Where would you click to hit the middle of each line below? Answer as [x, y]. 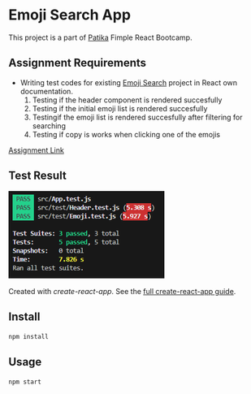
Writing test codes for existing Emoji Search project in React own [129, 82]
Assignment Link [37, 150]
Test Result [37, 176]
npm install [28, 337]
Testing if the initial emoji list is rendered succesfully [120, 108]
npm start [25, 382]
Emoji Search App [70, 15]
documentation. [46, 91]
